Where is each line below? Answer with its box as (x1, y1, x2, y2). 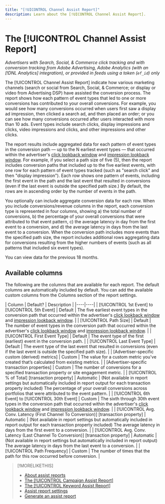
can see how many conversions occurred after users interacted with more (5, 116, 155, 122)
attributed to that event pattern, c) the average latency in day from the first (5, 219, 156, 225)
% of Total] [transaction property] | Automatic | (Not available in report (5, 375, 148, 381)
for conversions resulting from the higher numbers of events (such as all (5, 239, 151, 246)
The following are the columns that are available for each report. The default (5, 282, 160, 288)
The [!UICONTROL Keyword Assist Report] (24, 483, 111, 489)
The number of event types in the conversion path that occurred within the (5, 323, 156, 328)
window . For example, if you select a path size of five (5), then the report (5, 157, 152, 163)
